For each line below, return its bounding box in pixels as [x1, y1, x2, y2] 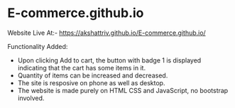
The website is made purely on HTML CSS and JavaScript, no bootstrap [17, 86, 229, 94]
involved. [17, 94, 45, 102]
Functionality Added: [7, 42, 68, 50]
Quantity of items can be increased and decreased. [17, 71, 168, 80]
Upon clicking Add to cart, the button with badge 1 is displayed [17, 55, 202, 65]
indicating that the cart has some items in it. [17, 63, 146, 72]
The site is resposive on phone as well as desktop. [17, 78, 165, 87]
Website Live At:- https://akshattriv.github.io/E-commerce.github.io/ [7, 28, 206, 37]
